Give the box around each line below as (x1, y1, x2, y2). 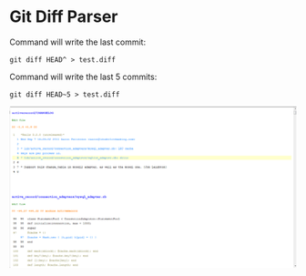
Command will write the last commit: (9, 36, 147, 47)
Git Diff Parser (9, 6, 118, 27)
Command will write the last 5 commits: (9, 71, 158, 82)
